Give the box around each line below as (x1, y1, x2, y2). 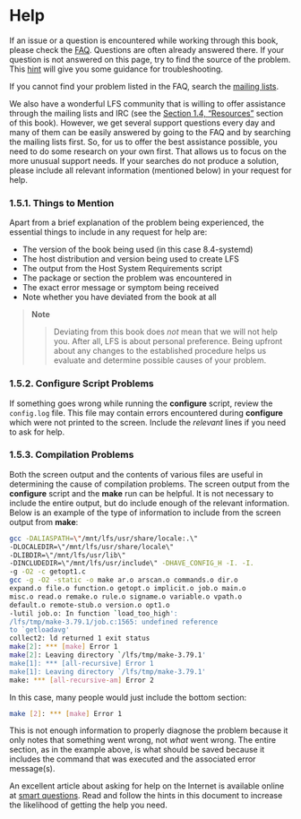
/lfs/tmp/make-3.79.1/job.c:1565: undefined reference (9, 617, 219, 626)
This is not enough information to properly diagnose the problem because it (9, 725, 288, 736)
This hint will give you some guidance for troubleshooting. (9, 64, 224, 74)
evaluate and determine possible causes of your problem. (53, 355, 267, 366)
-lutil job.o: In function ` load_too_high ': (9, 608, 178, 618)
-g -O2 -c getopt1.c (9, 567, 87, 576)
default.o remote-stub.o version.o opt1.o (9, 600, 170, 609)
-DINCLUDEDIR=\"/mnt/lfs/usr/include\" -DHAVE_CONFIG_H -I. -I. (9, 559, 254, 568)
